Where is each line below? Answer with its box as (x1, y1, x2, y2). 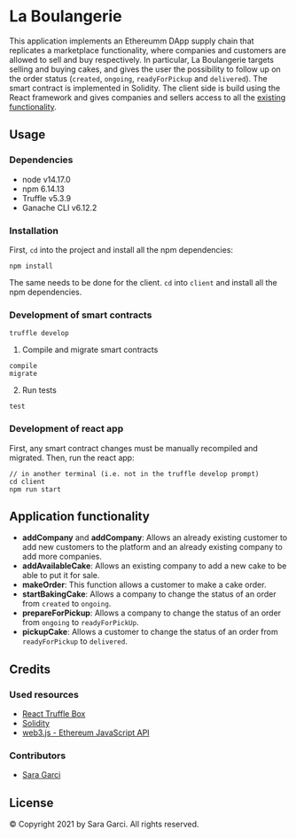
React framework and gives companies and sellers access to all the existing (9, 91, 286, 103)
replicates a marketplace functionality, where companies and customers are (9, 44, 286, 55)
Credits (9, 662, 51, 677)
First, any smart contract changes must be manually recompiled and (9, 442, 259, 453)
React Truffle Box (21, 709, 86, 719)
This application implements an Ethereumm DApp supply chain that (9, 35, 254, 46)
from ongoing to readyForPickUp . (21, 617, 139, 628)
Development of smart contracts (9, 309, 152, 321)
